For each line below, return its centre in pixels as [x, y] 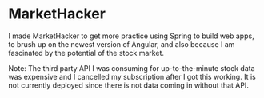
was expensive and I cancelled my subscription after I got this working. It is [132, 76]
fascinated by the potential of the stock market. [86, 53]
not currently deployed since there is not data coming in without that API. [129, 85]
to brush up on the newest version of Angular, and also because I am [122, 44]
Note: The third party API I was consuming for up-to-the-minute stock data [132, 68]
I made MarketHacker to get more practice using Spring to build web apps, [131, 36]
